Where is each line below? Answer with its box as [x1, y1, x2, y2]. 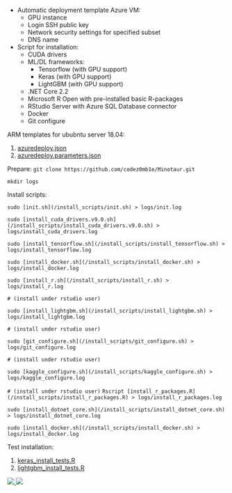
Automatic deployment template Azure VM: [17, 6, 141, 14]
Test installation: [7, 443, 54, 451]
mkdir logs [7, 178, 39, 185]
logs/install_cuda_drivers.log [7, 228, 98, 235]
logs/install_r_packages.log [138, 394, 222, 401]
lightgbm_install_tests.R [17, 464, 85, 472]
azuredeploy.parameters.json [17, 151, 101, 159]
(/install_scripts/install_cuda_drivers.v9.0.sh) [7, 222, 154, 229]
